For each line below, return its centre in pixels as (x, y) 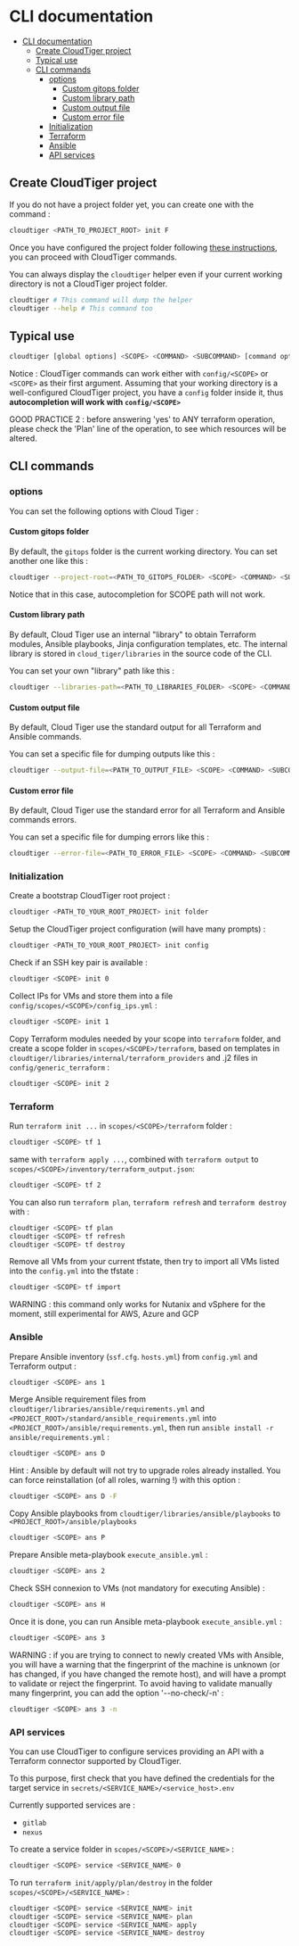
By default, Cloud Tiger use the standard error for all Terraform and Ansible (147, 810)
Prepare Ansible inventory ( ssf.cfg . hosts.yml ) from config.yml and (133, 1356)
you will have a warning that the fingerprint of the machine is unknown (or (145, 1664)
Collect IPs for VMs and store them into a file (91, 996)
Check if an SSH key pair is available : (79, 963)
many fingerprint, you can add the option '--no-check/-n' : (117, 1693)
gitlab (34, 1823)
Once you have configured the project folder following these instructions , (143, 247)
